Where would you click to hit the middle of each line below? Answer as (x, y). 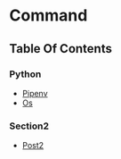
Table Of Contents (61, 49)
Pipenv (35, 93)
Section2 (29, 126)
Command (48, 16)
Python (25, 74)
